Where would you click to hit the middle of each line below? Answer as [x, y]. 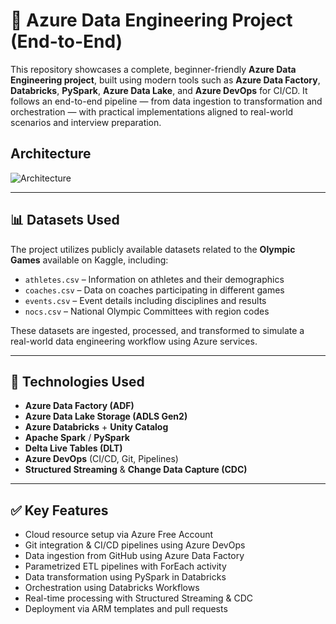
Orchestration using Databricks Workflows [112, 588]
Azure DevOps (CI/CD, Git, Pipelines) [101, 459]
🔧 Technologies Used [77, 381]
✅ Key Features [59, 510]
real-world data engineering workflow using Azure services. [134, 341]
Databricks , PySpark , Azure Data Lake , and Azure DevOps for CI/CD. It [159, 90]
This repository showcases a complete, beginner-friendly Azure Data [153, 69]
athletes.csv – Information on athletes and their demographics [154, 279]
